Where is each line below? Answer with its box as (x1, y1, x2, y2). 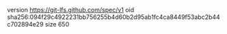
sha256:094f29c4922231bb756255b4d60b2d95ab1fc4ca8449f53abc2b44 (7, 13, 220, 21)
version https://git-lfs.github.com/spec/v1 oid (7, 6, 135, 14)
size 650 (44, 20, 70, 28)
